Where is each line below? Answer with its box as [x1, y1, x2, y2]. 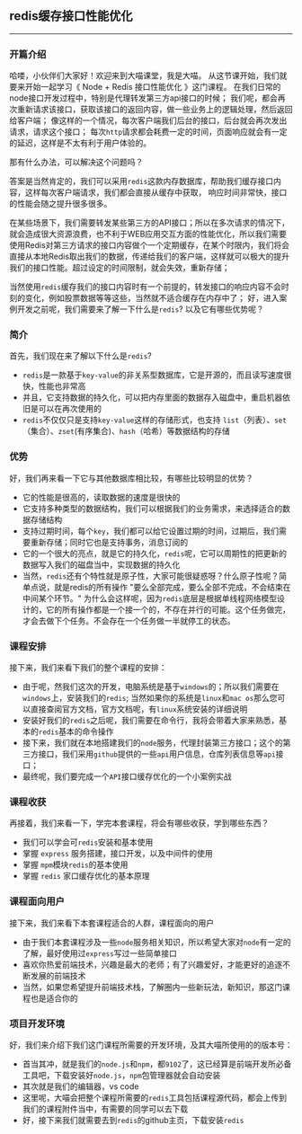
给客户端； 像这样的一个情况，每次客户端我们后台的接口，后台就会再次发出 [9, 115, 288, 126]
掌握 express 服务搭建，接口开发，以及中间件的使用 [22, 848, 213, 859]
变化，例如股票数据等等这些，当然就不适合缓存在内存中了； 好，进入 [24, 293, 280, 304]
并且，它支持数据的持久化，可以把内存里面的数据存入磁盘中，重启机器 [22, 392, 283, 403]
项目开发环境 [9, 1017, 66, 1030]
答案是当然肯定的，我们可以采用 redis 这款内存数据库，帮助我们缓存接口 [9, 176, 274, 187]
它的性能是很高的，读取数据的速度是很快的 [22, 492, 181, 502]
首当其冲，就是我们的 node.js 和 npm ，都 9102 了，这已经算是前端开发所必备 [22, 1059, 292, 1069]
